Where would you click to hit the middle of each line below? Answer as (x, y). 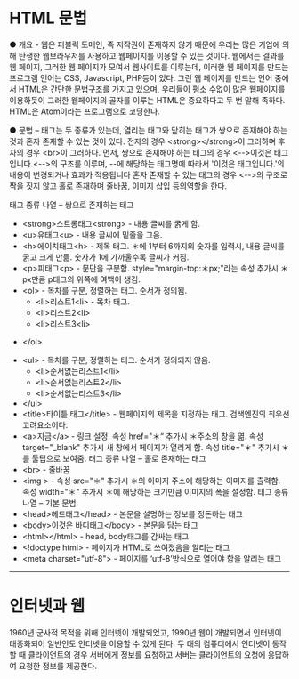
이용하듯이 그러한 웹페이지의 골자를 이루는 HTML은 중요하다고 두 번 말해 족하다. (147, 100)
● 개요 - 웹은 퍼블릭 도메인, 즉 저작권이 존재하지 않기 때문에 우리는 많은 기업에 (145, 44)
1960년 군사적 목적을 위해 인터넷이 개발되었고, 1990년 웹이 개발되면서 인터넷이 (145, 632)
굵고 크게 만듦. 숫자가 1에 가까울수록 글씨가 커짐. (105, 257)
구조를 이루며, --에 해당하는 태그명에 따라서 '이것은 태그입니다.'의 (172, 163)
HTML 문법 (48, 18)
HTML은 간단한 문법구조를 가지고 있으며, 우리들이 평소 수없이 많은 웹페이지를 (152, 89)
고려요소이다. (45, 424)
